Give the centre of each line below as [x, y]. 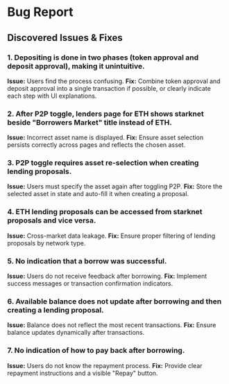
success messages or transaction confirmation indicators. [90, 283]
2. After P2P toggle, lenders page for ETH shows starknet [105, 114]
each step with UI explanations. [52, 96]
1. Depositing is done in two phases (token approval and [103, 58]
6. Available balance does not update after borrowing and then [114, 301]
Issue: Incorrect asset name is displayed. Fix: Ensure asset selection [105, 138]
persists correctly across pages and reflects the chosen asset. [96, 145]
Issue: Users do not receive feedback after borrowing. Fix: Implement [107, 276]
